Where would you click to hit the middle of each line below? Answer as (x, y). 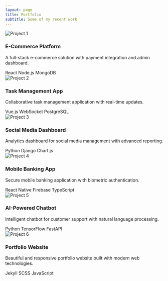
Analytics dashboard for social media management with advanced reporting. (84, 141)
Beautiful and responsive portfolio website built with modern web (72, 258)
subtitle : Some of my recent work (41, 19)
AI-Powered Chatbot (31, 208)
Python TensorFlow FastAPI (34, 229)
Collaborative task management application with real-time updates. (74, 102)
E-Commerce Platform (33, 47)
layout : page (19, 10)
